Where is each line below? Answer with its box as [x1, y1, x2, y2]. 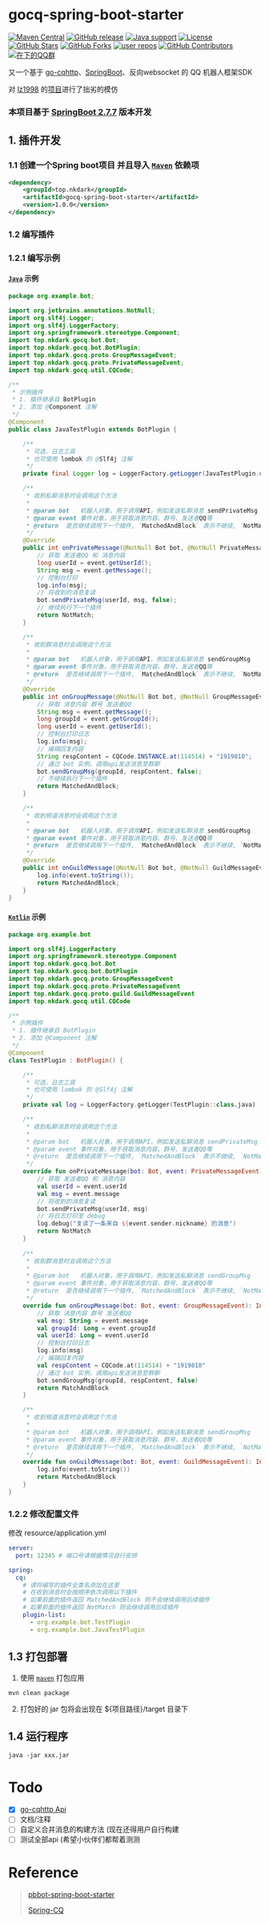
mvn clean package [8, 1689, 70, 1697]
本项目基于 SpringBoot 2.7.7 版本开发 [8, 106, 152, 117]
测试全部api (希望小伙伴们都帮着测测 [19, 1835, 140, 1844]
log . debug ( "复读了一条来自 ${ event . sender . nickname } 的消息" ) [37, 1220, 237, 1228]
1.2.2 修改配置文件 [8, 1508, 79, 1519]
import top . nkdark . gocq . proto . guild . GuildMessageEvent [8, 990, 195, 998]
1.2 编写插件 [8, 229, 55, 240]
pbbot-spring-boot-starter [27, 1890, 115, 1900]
